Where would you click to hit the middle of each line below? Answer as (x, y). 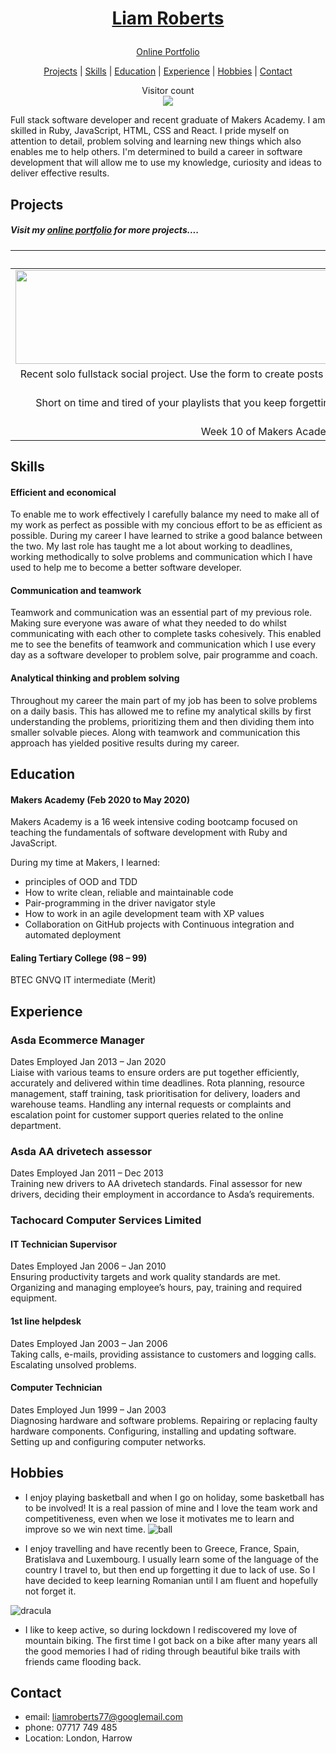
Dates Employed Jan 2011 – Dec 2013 (87, 1173)
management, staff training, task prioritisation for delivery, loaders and (155, 1094)
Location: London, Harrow (78, 1738)
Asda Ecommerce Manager (77, 1040)
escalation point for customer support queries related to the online (147, 1115)
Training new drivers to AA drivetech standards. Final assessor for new (156, 1184)
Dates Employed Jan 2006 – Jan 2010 (88, 1266)
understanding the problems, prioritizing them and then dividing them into (162, 721)
